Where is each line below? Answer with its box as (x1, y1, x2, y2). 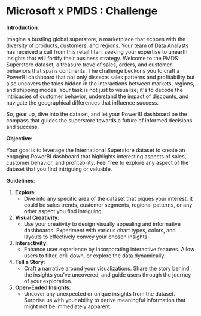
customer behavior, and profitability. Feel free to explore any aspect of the (6, 159, 189, 166)
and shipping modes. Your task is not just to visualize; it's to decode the (6, 86, 184, 93)
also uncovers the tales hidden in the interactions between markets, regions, (6, 79, 194, 87)
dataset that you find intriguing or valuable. (6, 165, 112, 173)
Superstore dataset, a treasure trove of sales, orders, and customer (6, 61, 172, 68)
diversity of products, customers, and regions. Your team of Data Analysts (6, 42, 189, 49)
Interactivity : (14, 239, 48, 246)
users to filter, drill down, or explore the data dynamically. (23, 252, 166, 259)
